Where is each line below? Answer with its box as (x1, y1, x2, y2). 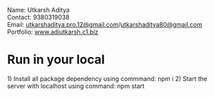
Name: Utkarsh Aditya (7, 6, 70, 14)
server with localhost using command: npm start (7, 82, 145, 90)
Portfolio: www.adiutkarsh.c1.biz (7, 28, 99, 36)
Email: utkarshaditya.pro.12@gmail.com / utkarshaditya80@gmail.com (7, 21, 202, 28)
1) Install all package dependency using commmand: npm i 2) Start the (7, 74, 208, 83)
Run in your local (7, 52, 105, 67)
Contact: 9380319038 (7, 13, 70, 21)
